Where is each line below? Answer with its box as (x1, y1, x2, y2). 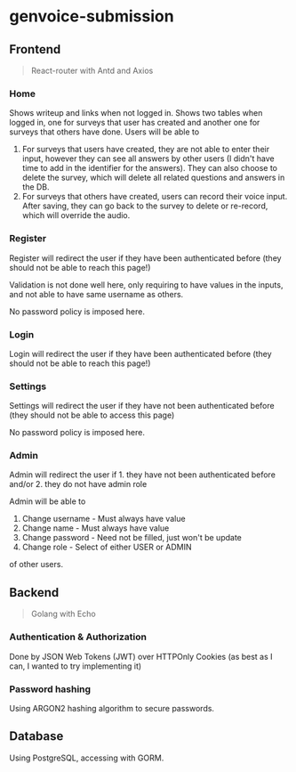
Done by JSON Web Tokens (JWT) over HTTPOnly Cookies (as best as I (9, 651, 273, 662)
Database (9, 728, 64, 744)
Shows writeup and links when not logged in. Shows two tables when (9, 108, 263, 118)
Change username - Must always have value (21, 514, 186, 524)
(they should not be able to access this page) (9, 410, 175, 420)
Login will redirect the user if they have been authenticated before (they (9, 348, 273, 359)
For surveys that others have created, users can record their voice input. (21, 191, 288, 202)
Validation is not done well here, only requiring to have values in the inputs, (9, 279, 284, 290)
